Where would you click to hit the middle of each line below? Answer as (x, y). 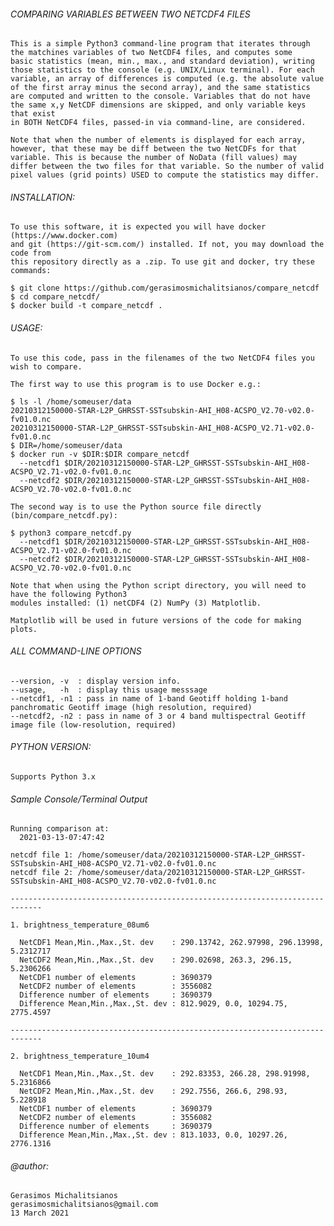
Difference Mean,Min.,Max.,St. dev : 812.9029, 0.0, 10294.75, (153, 1004)
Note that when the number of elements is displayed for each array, (158, 140)
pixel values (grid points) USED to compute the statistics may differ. (165, 175)
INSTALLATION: (43, 197)
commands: (31, 271)
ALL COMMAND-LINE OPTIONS (76, 651)
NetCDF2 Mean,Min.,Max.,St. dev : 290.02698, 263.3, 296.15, (156, 960)
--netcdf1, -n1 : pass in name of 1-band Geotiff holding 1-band (149, 698)
